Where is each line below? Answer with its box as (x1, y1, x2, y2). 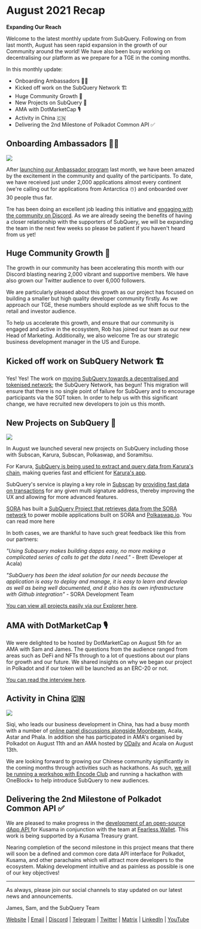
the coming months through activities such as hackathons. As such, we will (6, 764, 191, 771)
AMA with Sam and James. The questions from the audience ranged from (6, 645, 188, 653)
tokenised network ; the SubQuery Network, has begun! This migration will (6, 381, 188, 389)
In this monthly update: (6, 65, 63, 72)
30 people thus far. (6, 194, 53, 201)
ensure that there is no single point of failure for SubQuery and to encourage (6, 388, 195, 395)
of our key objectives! (6, 869, 60, 876)
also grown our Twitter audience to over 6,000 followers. (6, 276, 146, 284)
